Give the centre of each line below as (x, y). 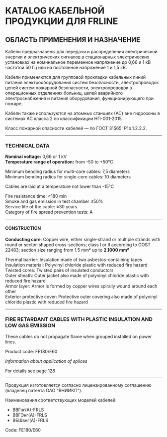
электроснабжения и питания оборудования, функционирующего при (80, 98)
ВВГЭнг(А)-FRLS (30, 415)
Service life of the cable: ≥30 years (41, 207)
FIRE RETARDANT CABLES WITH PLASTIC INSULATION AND (79, 319)
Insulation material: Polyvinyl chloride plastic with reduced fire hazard (76, 265)
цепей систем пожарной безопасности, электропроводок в (69, 88)
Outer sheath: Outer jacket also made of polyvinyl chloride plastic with (77, 275)
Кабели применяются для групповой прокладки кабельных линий (76, 77)
